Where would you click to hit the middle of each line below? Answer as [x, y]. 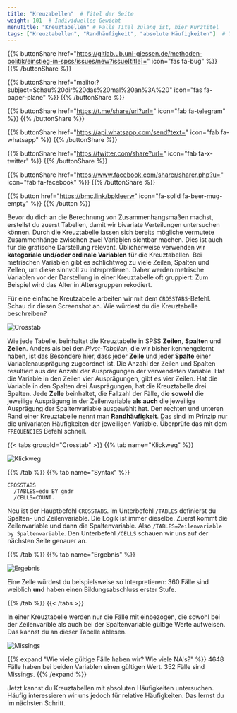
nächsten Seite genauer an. [47, 541]
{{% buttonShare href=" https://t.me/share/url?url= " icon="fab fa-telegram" [116, 111]
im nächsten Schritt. [36, 703]
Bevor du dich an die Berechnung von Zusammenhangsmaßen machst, [110, 217]
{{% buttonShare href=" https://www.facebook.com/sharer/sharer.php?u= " [115, 175]
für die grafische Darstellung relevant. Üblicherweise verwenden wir [107, 248]
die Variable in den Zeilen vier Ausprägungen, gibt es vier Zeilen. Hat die [113, 378]
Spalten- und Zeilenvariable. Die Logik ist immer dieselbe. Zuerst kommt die [117, 518]
